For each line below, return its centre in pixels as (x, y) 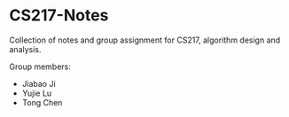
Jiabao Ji (39, 83)
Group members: (40, 66)
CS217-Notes (59, 16)
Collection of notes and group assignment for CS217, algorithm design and (145, 40)
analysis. (25, 49)
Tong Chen (42, 102)
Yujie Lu (37, 93)
